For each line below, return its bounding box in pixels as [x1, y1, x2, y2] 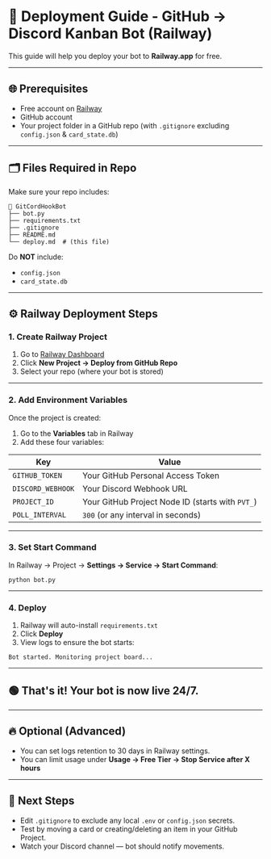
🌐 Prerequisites [8, 82, 89, 96]
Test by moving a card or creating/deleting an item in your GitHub [19, 823, 238, 834]
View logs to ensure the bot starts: [19, 638, 135, 647]
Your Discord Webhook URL [81, 483, 188, 494]
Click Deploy [19, 629, 64, 639]
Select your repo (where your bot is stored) [19, 367, 164, 376]
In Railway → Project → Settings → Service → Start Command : [8, 560, 219, 570]
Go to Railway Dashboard [19, 350, 105, 359]
